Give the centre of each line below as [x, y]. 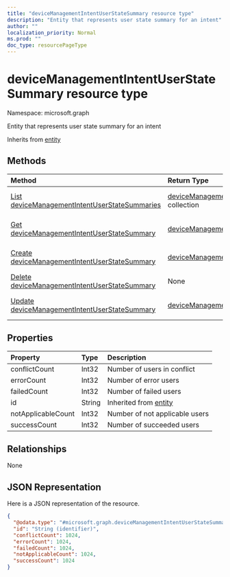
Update [22, 301]
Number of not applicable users [158, 414]
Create [22, 252]
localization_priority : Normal [52, 33]
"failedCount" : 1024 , [44, 548]
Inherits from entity [34, 139]
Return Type [188, 180]
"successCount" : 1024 [44, 561]
